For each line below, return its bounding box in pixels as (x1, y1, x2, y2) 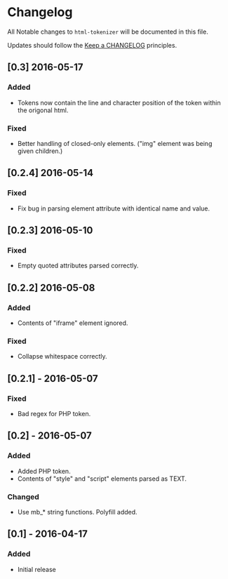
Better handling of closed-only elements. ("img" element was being (17, 139, 213, 147)
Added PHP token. (17, 467, 72, 475)
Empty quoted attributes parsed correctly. (17, 261, 139, 270)
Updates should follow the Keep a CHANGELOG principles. (7, 41, 177, 49)
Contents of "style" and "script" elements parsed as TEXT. (17, 474, 187, 483)
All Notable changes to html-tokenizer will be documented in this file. (7, 27, 208, 36)
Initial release (17, 565, 56, 573)
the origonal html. (17, 106, 69, 114)
